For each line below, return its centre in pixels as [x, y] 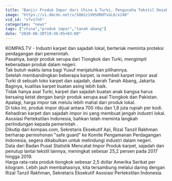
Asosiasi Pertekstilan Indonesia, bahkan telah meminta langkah [72, 119]
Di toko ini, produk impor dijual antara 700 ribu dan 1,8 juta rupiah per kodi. [84, 108]
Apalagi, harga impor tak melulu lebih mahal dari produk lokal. [70, 102]
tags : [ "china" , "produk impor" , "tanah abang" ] [56, 29]
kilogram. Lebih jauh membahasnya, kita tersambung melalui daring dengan [85, 167]
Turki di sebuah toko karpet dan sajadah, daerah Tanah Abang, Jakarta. [81, 81]
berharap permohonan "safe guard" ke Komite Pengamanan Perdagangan [83, 135]
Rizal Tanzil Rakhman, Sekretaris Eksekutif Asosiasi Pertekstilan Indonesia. [84, 173]
